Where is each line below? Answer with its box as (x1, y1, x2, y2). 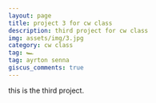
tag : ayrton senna (8, 57, 70, 65)
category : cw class (8, 42, 74, 50)
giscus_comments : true (8, 64, 84, 72)
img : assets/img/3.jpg (8, 34, 84, 42)
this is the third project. (8, 85, 85, 95)
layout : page (8, 11, 52, 20)
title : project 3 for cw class (8, 19, 113, 27)
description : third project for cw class (8, 26, 149, 34)
